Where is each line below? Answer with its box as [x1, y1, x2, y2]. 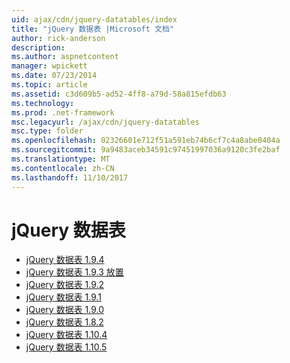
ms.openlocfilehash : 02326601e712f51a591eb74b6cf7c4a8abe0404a [11, 136, 281, 146]
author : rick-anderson [11, 33, 106, 43]
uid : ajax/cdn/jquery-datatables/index [11, 14, 178, 25]
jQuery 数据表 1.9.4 [25, 254, 105, 266]
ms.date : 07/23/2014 [11, 71, 98, 81]
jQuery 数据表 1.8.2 [25, 316, 104, 328]
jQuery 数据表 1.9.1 [25, 291, 103, 303]
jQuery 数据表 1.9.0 [25, 304, 105, 316]
